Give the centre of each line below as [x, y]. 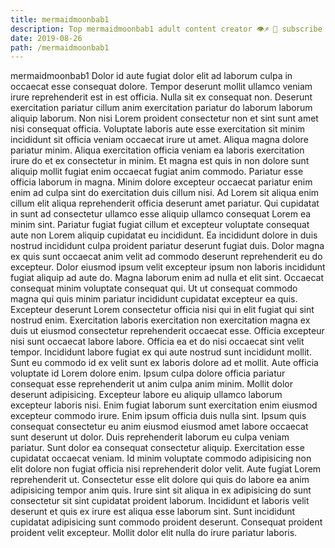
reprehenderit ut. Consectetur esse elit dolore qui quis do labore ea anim [160, 480]
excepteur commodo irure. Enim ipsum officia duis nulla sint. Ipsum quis [158, 416]
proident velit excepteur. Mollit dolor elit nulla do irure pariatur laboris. [154, 533]
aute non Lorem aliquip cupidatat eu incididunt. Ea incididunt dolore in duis [164, 235]
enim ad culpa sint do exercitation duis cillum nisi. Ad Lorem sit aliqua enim [165, 193]
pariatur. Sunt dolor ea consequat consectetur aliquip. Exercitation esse [157, 448]
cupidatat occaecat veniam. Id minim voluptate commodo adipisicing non [161, 458]
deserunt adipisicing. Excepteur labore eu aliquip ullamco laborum [146, 395]
